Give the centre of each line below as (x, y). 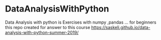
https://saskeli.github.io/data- (121, 27)
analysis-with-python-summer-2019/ (42, 32)
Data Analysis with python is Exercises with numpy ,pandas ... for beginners (81, 22)
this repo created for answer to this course (48, 27)
